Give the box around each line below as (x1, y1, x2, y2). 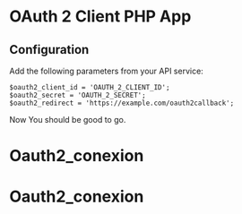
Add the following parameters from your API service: (9, 65, 203, 76)
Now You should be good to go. (9, 115, 126, 124)
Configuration (9, 42, 90, 57)
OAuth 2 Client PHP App (9, 6, 192, 27)
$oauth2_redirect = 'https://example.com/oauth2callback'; (9, 98, 235, 107)
